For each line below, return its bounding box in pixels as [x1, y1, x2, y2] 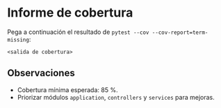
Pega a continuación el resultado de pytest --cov [7, 28, 149, 36]
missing [7, 36, 30, 43]
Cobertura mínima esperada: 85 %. [17, 85, 118, 94]
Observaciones [7, 67, 75, 79]
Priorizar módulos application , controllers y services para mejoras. [17, 93, 215, 101]
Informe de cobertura [7, 5, 133, 21]
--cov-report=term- [152, 29, 208, 36]
